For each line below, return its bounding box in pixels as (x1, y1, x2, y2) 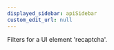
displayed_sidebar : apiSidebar (7, 10, 97, 17)
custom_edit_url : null (7, 16, 73, 23)
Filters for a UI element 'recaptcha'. (7, 35, 108, 43)
